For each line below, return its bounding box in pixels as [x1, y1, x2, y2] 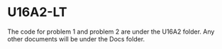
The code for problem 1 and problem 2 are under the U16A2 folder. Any [7, 27, 215, 36]
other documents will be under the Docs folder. [7, 34, 145, 43]
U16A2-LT [7, 4, 67, 20]
